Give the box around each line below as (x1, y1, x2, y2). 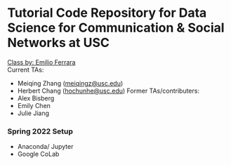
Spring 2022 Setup (7, 126, 74, 136)
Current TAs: (7, 65, 44, 74)
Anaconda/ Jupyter (17, 143, 74, 151)
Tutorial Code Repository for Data (7, 5, 207, 21)
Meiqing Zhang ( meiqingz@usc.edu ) (17, 79, 124, 87)
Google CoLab (17, 150, 60, 159)
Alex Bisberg (17, 93, 55, 103)
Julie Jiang (17, 109, 50, 117)
